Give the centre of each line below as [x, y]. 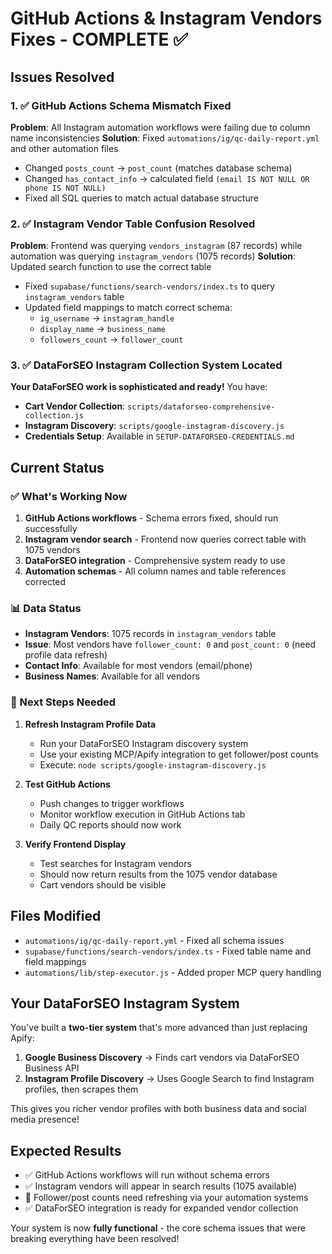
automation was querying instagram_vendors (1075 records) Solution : [153, 256]
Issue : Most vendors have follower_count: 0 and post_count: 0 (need [170, 644]
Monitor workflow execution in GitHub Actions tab [142, 814]
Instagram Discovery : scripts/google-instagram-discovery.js [154, 426]
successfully [51, 529]
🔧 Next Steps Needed [63, 702]
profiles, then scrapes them [81, 1089]
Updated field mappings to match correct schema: [128, 308]
